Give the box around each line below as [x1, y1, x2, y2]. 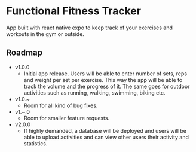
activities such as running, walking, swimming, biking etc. [23, 89, 166, 96]
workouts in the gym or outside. [6, 30, 85, 37]
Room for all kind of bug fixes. [23, 102, 98, 109]
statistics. [23, 139, 48, 147]
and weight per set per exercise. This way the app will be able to [23, 76, 183, 83]
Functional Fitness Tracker [6, 4, 142, 18]
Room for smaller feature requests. [23, 114, 109, 121]
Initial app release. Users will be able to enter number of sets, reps [23, 70, 187, 77]
